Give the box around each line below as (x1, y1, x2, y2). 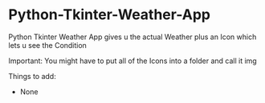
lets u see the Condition (8, 40, 87, 50)
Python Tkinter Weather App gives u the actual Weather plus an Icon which (8, 32, 257, 42)
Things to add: (8, 71, 56, 81)
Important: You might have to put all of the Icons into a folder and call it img (8, 56, 257, 65)
